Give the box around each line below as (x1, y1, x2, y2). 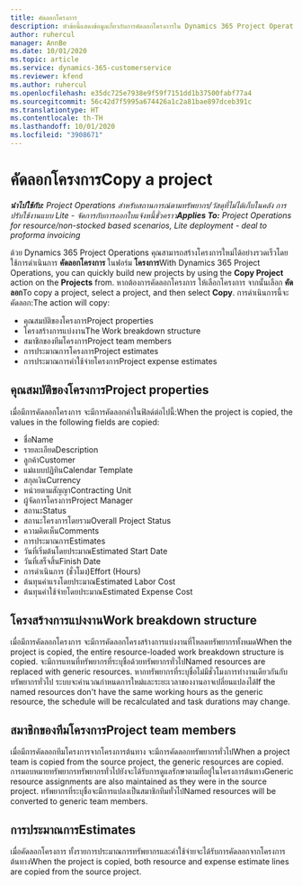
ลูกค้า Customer (22, 454, 75, 465)
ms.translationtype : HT (10, 105, 100, 114)
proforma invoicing (10, 229, 81, 240)
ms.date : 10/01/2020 (10, 47, 88, 56)
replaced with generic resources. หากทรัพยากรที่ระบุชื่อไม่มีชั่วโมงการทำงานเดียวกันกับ (10, 666, 289, 677)
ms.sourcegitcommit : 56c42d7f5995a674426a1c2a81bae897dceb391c (10, 96, 253, 106)
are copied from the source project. (10, 866, 142, 877)
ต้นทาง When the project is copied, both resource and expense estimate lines (10, 856, 290, 867)
